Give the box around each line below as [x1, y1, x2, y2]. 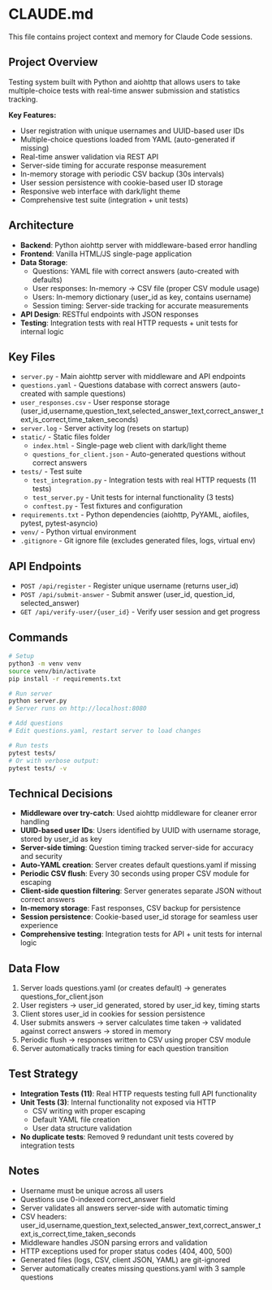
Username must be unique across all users [19, 1185, 164, 1196]
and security [19, 852, 63, 861]
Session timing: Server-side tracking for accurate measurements [32, 300, 249, 310]
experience [19, 921, 58, 930]
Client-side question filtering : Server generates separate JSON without [19, 886, 262, 896]
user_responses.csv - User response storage [19, 398, 171, 407]
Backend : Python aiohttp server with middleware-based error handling [19, 240, 257, 250]
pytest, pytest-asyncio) [19, 518, 98, 529]
